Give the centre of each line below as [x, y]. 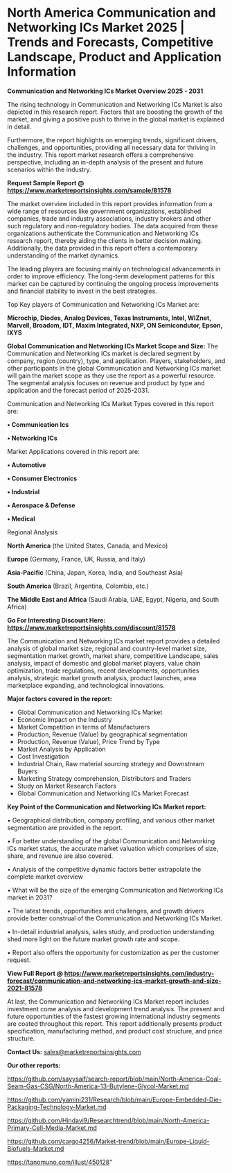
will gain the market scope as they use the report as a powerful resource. [111, 375]
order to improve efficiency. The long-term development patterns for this [111, 276]
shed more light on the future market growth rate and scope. [93, 939]
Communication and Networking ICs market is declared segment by [104, 353]
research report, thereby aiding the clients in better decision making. [105, 240]
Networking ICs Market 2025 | [96, 27]
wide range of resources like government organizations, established [104, 211]
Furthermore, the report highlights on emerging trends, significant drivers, [113, 140]
